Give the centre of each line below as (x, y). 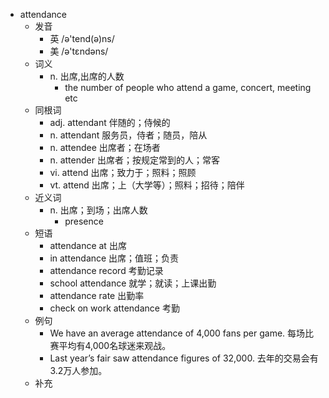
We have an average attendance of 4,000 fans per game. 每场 (177, 333)
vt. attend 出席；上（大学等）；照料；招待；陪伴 (147, 185)
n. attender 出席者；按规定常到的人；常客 (134, 160)
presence (84, 221)
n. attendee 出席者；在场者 (105, 147)
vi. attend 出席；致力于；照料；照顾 (123, 172)
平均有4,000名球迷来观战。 (115, 345)
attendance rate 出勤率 (97, 295)
